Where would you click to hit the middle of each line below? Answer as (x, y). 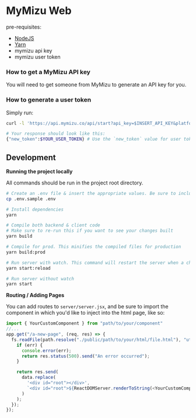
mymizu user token (38, 57)
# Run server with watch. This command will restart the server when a (95, 263)
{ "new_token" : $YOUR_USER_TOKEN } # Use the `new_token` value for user (94, 139)
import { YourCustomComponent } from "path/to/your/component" (85, 323)
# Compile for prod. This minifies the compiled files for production (94, 247)
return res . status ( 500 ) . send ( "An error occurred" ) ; (85, 356)
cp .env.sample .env (31, 199)
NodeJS (24, 38)
